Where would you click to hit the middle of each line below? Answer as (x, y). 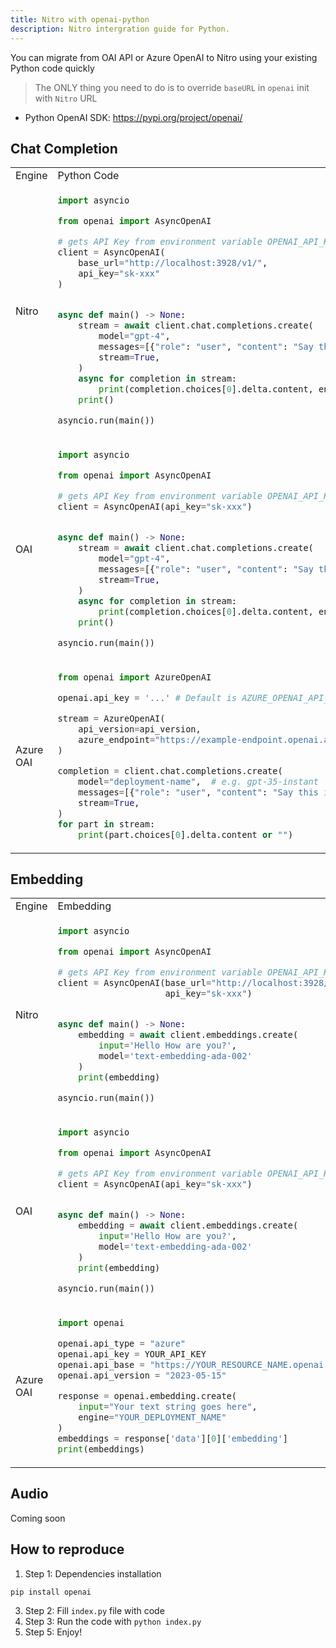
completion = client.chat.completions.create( (170, 770)
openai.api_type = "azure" (122, 1344)
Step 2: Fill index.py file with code (94, 1610)
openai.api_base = (101, 1365)
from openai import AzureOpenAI (134, 677)
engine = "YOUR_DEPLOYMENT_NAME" (152, 1417)
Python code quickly (52, 68)
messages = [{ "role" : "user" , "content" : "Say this (199, 792)
